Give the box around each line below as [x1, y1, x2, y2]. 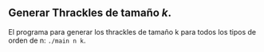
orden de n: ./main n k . [8, 35, 86, 45]
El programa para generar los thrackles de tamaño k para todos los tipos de [8, 27, 257, 36]
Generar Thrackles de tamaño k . [8, 6, 172, 20]
